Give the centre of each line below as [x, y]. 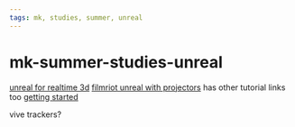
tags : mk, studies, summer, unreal [76, 18]
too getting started [44, 96]
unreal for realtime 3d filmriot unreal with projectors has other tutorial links [147, 87]
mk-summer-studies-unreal [116, 62]
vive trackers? [36, 114]
